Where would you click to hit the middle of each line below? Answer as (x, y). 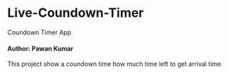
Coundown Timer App (40, 32)
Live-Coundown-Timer (76, 13)
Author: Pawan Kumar (41, 48)
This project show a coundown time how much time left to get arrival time (114, 64)
